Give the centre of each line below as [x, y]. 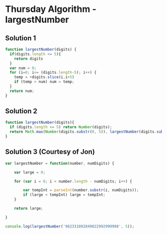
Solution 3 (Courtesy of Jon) [50, 152]
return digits [29, 59]
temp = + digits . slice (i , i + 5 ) [44, 77]
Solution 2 [21, 111]
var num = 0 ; [23, 68]
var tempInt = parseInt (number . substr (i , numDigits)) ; [81, 190]
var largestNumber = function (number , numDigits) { [60, 163]
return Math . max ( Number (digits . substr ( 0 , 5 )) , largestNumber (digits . [83, 132]
